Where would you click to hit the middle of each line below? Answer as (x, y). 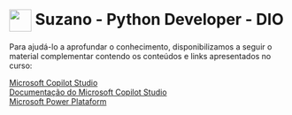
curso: (21, 65)
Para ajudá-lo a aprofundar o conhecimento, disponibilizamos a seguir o (141, 46)
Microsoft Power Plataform (58, 101)
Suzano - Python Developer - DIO (159, 19)
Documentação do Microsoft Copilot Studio (88, 92)
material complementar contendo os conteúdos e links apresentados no (140, 56)
